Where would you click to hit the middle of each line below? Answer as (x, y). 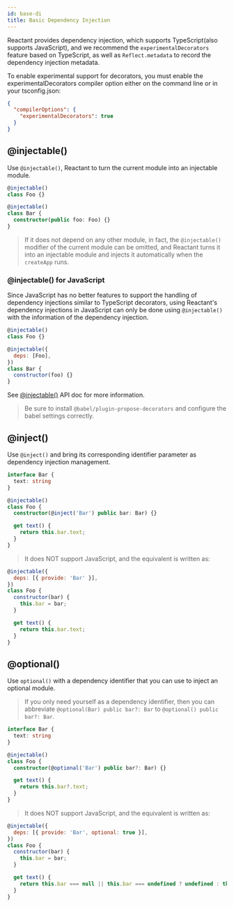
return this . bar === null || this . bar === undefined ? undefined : (120, 884)
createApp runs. (47, 261)
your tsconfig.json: (34, 91)
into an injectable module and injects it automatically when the (114, 254)
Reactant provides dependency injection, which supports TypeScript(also (112, 40)
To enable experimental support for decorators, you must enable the (105, 76)
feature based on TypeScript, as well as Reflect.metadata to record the (109, 55)
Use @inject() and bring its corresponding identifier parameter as (102, 455)
